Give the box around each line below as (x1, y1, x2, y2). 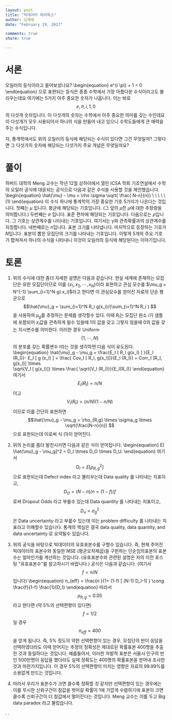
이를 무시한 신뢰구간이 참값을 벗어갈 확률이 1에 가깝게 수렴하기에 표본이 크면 (12, 687, 164, 693)
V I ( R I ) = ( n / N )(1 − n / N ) (66, 399, 113, 406)
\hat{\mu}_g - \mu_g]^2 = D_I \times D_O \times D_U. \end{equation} (12, 448, 156, 454)
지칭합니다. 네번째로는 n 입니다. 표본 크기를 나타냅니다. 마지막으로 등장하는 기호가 (5, 224, 166, 230)
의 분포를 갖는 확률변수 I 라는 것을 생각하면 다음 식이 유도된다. (12, 344, 134, 350)
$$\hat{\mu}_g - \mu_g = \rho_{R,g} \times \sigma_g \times (28, 417, 152, 423)
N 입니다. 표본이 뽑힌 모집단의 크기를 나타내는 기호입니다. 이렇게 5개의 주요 (5, 230, 154, 236)
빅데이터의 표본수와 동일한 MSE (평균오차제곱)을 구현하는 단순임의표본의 (12, 548, 158, 554)
